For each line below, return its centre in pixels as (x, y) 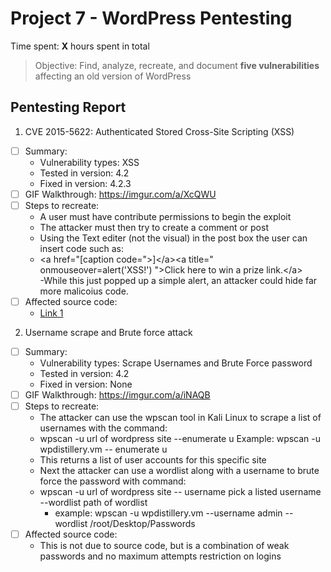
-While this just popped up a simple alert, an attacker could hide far (178, 280)
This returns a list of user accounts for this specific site (153, 460)
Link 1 (51, 313)
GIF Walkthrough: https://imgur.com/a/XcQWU (120, 194)
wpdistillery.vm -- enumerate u (103, 449)
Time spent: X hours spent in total (80, 46)
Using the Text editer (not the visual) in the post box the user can (173, 238)
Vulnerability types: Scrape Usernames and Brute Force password (176, 363)
